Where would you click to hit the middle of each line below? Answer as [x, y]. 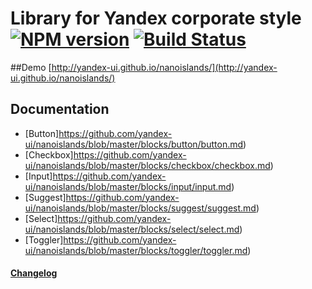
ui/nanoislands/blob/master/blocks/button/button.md [134, 144]
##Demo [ [31, 67]
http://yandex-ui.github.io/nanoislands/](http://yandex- [164, 67]
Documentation [60, 109]
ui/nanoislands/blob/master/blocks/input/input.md [128, 186]
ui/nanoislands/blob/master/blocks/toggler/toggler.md [136, 250]
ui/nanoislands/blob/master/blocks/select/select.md [132, 229]
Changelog [34, 273]
